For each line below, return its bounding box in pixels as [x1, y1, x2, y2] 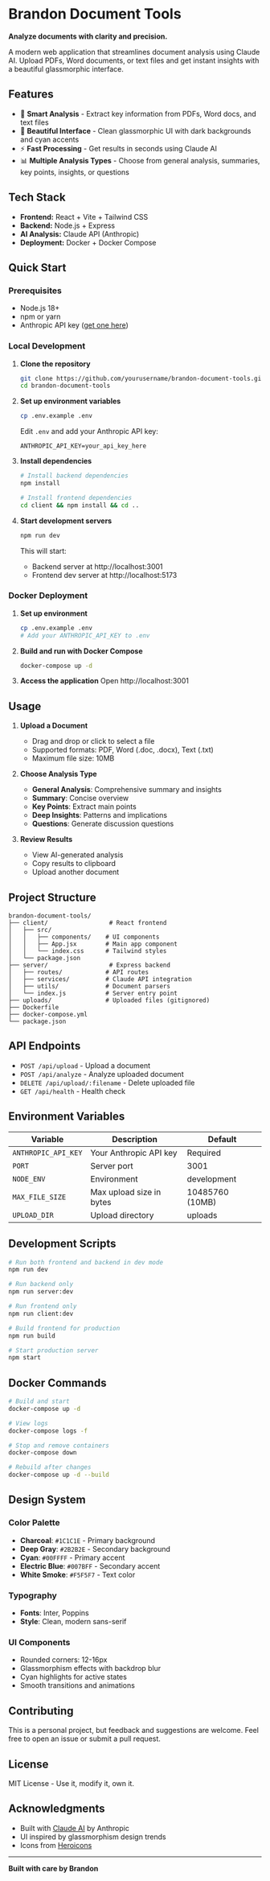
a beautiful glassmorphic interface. [8, 64, 125, 73]
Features [8, 88, 54, 101]
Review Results [19, 835, 73, 844]
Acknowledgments [8, 1802, 106, 1816]
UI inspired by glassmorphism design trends [19, 1832, 166, 1842]
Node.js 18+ [19, 303, 60, 313]
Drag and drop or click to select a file [31, 736, 155, 746]
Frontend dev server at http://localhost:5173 [31, 570, 178, 580]
